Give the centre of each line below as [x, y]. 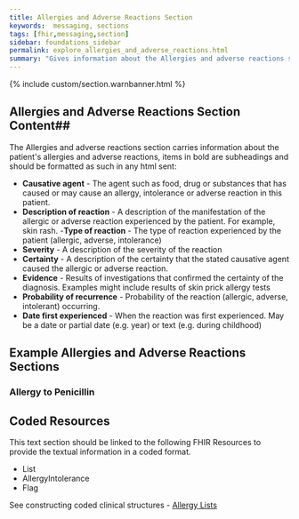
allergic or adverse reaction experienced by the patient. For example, [149, 221]
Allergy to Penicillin [52, 392]
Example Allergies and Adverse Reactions [128, 353]
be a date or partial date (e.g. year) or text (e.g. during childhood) [142, 324]
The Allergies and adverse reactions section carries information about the [144, 147]
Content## [40, 126]
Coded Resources [60, 421]
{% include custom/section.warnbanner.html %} [97, 84]
